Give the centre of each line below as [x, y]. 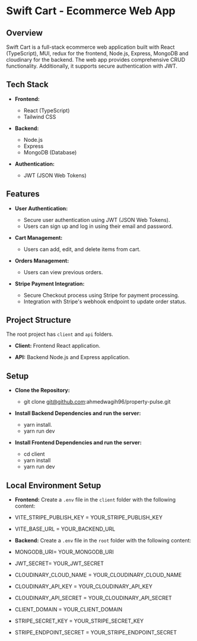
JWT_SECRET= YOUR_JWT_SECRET [59, 564]
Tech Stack [27, 85]
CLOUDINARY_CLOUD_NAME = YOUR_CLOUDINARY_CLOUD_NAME [98, 575]
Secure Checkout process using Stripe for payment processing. [101, 295]
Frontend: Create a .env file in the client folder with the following [95, 500]
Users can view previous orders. [63, 272]
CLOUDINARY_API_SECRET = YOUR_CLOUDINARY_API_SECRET [93, 598]
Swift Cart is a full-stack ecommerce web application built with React [90, 47]
